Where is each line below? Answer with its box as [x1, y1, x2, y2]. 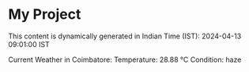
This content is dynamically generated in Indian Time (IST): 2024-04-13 [8, 31, 242, 41]
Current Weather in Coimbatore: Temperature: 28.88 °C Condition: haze [8, 55, 242, 64]
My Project [8, 5, 81, 23]
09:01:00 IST [8, 39, 50, 49]
